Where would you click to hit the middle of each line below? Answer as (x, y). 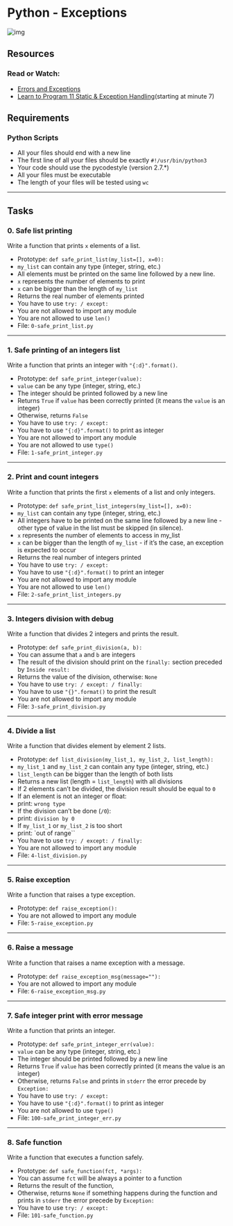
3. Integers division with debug (61, 618)
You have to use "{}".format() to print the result (86, 691)
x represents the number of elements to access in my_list (98, 535)
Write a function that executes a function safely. (76, 1157)
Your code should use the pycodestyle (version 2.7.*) (93, 167)
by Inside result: (44, 669)
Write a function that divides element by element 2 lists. (87, 746)
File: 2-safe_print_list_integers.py (69, 594)
